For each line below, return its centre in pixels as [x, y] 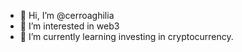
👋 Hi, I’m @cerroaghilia [67, 15]
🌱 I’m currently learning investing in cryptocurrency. [126, 36]
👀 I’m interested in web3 [69, 26]
